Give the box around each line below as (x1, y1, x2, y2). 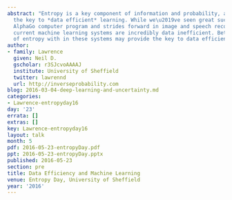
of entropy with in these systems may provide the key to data (13, 36, 199, 43)
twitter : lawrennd (13, 74, 67, 81)
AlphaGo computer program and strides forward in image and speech (13, 23, 212, 30)
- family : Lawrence (7, 49, 64, 56)
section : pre (7, 163, 45, 170)
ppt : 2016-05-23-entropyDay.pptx (7, 151, 104, 158)
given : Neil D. (13, 55, 57, 62)
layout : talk (7, 131, 45, 138)
